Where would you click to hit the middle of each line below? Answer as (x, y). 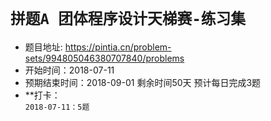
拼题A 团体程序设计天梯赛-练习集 (128, 19)
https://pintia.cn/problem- (118, 47)
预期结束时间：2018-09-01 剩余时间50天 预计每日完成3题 (143, 82)
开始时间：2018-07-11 (69, 70)
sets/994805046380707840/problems (104, 58)
